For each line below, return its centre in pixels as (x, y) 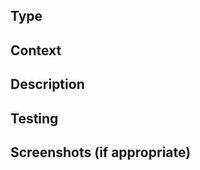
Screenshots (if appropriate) (101, 152)
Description (47, 84)
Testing (34, 118)
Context (36, 50)
